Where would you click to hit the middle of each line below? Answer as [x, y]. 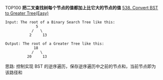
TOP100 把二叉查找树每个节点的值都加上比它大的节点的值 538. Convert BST [82, 8]
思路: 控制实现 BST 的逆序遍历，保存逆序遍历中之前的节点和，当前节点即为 [81, 66]
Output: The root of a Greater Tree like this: [55, 44]
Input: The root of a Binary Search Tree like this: [60, 22]
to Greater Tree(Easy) [27, 13]
